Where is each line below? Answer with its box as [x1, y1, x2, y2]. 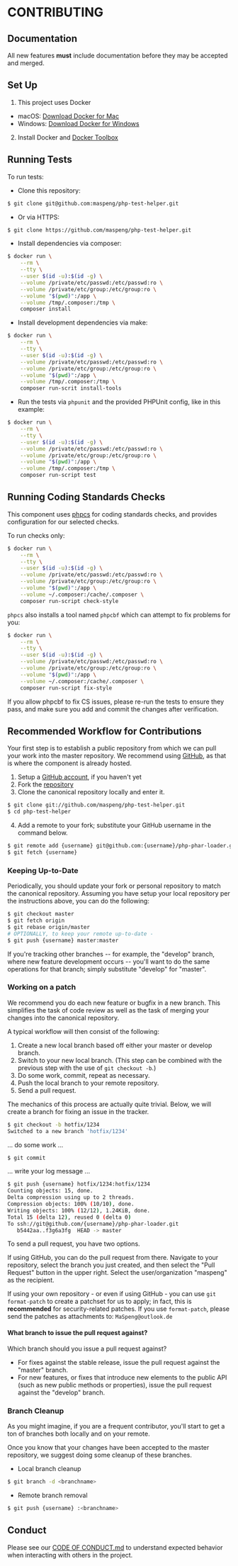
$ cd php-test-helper [7, 809, 72, 816]
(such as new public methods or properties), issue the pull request [17, 1380, 212, 1389]
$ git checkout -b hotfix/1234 [7, 1121, 100, 1128]
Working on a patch [7, 982, 76, 992]
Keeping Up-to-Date [7, 865, 79, 875]
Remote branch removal [17, 1491, 88, 1499]
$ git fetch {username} [7, 849, 78, 856]
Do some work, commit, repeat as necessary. [17, 1071, 150, 1079]
